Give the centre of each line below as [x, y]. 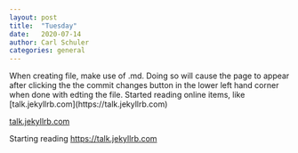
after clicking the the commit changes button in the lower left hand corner [144, 85]
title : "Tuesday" [43, 26]
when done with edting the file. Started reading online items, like [127, 95]
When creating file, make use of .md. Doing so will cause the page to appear [149, 76]
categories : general [48, 51]
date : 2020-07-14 [45, 34]
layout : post [33, 17]
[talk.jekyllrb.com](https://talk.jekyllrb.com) [89, 104]
